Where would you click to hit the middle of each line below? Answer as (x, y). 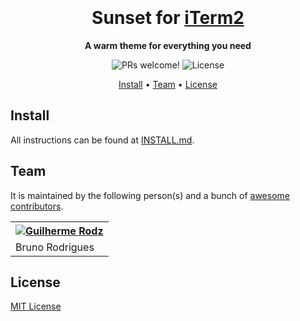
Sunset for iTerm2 (168, 18)
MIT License (36, 306)
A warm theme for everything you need (168, 45)
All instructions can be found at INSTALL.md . (102, 140)
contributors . (37, 206)
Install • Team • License (168, 84)
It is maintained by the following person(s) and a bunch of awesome (150, 195)
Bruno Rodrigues (55, 247)
